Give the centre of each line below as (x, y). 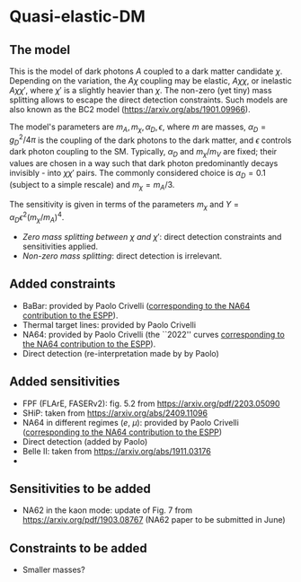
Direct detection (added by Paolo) (85, 441)
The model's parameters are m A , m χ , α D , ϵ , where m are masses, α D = (138, 128)
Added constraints (62, 284)
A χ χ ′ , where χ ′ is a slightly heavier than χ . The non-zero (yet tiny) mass (141, 90)
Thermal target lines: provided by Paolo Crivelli (109, 324)
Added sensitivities (65, 382)
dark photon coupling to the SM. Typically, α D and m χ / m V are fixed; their (143, 153)
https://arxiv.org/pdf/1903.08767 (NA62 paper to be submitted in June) (154, 520)
